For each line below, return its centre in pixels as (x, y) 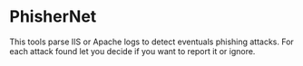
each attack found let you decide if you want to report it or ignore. (132, 51)
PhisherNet (53, 17)
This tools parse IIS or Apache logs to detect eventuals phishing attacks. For (152, 42)
